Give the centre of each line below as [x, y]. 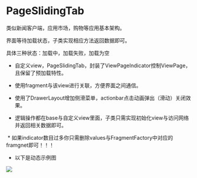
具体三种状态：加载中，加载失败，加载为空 [58, 53]
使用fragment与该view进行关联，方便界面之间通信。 [78, 85]
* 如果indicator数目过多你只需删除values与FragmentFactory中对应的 [90, 137]
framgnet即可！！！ [30, 145]
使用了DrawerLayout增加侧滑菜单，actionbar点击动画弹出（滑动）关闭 [100, 98]
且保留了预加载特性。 [40, 72]
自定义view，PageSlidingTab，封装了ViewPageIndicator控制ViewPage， [103, 65]
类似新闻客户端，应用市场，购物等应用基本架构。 [65, 28]
